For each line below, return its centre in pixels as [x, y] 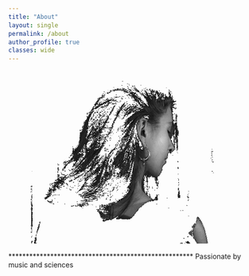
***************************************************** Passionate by [124, 257]
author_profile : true [44, 42]
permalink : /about [39, 33]
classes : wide [32, 51]
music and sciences [41, 265]
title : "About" [33, 17]
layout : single [33, 25]
